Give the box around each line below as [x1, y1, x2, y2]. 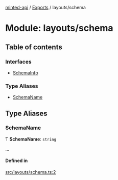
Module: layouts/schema [5, 23, 113, 34]
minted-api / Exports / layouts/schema [5, 5, 86, 10]
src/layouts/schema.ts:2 [5, 169, 56, 175]
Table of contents [5, 43, 62, 51]
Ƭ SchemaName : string [5, 136, 57, 142]
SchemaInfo [12, 69, 38, 76]
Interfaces [5, 58, 32, 65]
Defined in [5, 157, 28, 164]
